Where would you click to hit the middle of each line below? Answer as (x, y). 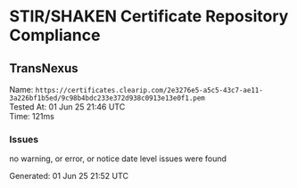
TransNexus (44, 68)
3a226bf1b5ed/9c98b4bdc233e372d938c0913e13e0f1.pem (107, 98)
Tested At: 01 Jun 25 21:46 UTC (67, 107)
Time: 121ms (32, 116)
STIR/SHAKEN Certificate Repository (149, 16)
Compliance (55, 35)
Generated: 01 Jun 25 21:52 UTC (69, 176)
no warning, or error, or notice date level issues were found (118, 159)
